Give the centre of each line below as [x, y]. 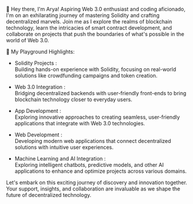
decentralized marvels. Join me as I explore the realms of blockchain [89, 21]
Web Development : [38, 135]
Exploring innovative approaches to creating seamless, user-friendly [97, 117]
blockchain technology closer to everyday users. [73, 99]
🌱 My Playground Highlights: [40, 52]
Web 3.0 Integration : [40, 87]
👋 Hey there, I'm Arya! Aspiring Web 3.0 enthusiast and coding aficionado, [96, 9]
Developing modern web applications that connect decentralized [93, 141]
